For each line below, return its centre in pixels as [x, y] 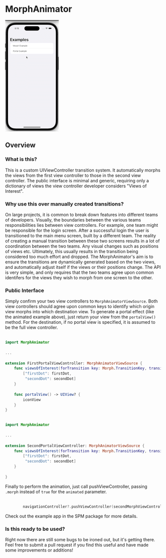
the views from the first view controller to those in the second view [73, 175]
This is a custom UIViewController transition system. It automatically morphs [83, 170]
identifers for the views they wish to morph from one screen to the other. [79, 277]
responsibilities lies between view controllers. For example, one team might [82, 225]
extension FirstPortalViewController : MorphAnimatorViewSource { [74, 363]
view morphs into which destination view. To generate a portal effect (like [80, 312]
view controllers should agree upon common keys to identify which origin [80, 306]
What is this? [21, 159]
